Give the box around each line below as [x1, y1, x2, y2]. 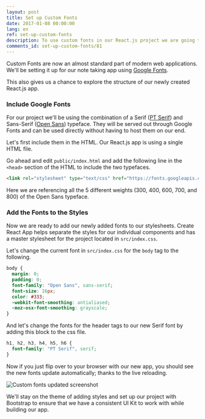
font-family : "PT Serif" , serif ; [12, 346, 97, 352]
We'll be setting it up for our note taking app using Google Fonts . [6, 66, 169, 73]
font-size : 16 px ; [12, 288, 56, 294]
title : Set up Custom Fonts [6, 15, 78, 21]
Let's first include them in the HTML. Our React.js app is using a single [6, 139, 183, 146]
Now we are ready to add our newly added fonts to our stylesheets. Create [6, 222, 194, 229]
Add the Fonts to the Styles [6, 208, 88, 217]
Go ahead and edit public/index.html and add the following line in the [6, 157, 182, 165]
